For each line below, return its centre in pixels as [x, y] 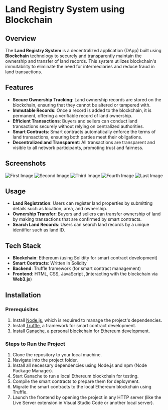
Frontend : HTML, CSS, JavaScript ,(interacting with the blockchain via [85, 274]
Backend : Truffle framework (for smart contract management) [77, 268]
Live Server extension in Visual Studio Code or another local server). [83, 403]
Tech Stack [23, 246]
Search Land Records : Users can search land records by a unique [81, 225]
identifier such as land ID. [39, 230]
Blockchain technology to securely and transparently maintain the [73, 56]
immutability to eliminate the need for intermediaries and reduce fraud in [80, 66]
